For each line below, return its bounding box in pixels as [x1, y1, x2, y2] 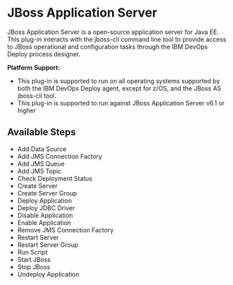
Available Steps [7, 126, 77, 138]
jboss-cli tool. [17, 92, 57, 100]
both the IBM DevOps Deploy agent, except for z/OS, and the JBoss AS [17, 84, 221, 92]
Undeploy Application [17, 270, 80, 278]
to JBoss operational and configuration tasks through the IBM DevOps [7, 42, 208, 51]
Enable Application [17, 218, 72, 227]
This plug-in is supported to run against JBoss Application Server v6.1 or [17, 98, 225, 107]
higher [17, 106, 36, 114]
